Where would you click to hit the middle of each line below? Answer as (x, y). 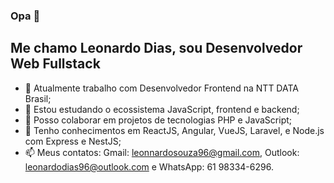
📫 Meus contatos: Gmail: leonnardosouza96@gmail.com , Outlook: (162, 152)
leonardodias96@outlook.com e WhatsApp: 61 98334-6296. (149, 166)
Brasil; (38, 98)
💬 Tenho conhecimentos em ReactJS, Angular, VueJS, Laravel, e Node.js (174, 130)
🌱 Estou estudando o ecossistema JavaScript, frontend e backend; (162, 109)
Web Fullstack (55, 64)
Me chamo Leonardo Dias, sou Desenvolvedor (156, 48)
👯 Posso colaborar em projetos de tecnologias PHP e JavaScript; (158, 120)
